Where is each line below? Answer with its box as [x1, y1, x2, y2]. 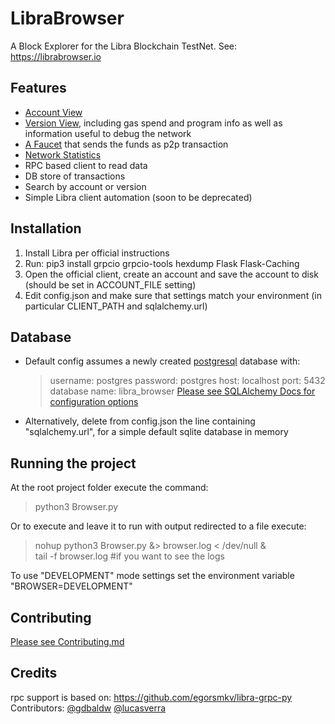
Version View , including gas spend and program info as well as [24, 117, 283, 129]
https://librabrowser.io [10, 50, 102, 62]
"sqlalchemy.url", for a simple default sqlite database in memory [24, 426, 289, 438]
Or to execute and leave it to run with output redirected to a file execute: [10, 520, 307, 532]
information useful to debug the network [24, 127, 192, 139]
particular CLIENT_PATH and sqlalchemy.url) [24, 300, 208, 312]
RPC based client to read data [24, 159, 148, 171]
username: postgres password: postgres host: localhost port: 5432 [49, 375, 326, 387]
